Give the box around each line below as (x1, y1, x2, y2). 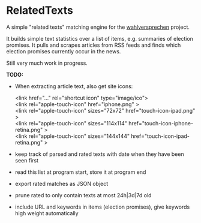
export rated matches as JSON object (14, 180, 109, 187)
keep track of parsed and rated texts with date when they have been (14, 150, 184, 158)
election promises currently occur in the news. (6, 47, 121, 55)
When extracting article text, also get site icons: (14, 82, 133, 90)
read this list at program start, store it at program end (14, 168, 146, 176)
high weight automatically (14, 209, 79, 216)
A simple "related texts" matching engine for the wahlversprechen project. (6, 23, 190, 31)
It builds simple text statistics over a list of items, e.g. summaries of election (6, 35, 194, 42)
